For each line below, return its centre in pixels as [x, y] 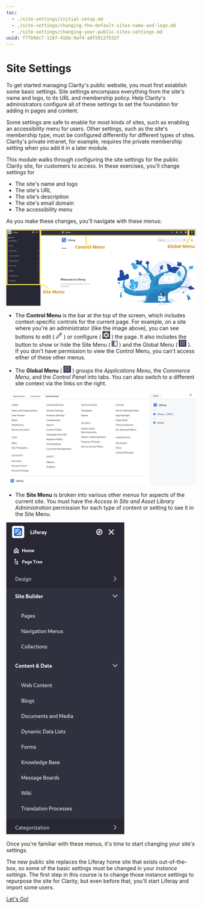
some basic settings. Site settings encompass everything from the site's [96, 92]
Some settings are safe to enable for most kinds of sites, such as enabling [98, 123]
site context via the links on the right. [61, 383]
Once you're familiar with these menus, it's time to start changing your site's [101, 844]
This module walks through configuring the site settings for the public [92, 160]
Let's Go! [17, 899]
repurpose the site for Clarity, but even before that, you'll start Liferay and [98, 881]
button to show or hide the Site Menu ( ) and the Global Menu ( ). [103, 345]
